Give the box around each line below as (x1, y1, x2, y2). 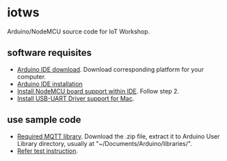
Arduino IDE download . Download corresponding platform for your (16, 65, 204, 73)
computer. (16, 72, 46, 80)
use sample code (7, 114, 81, 126)
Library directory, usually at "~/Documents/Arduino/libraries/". (16, 139, 193, 147)
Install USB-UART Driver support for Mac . (16, 94, 135, 102)
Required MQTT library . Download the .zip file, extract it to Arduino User (16, 132, 220, 141)
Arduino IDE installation (16, 80, 83, 88)
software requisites (7, 47, 92, 59)
